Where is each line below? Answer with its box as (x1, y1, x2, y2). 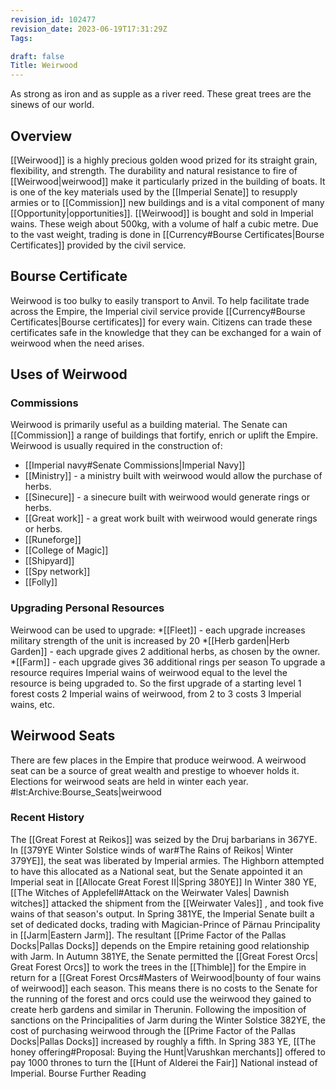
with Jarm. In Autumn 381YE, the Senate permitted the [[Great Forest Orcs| (10, 950, 319, 962)
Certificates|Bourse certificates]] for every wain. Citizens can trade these (10, 316, 313, 328)
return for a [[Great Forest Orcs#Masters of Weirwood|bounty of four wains (10, 971, 322, 983)
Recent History (10, 811, 85, 825)
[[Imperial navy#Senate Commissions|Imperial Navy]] (24, 459, 246, 471)
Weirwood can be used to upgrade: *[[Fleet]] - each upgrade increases (10, 624, 306, 636)
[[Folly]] (24, 576, 58, 588)
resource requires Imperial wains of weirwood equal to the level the (10, 666, 288, 678)
